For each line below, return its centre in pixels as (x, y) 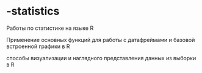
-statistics (33, 11)
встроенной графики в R (38, 46)
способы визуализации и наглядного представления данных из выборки (101, 58)
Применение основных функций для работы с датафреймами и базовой (101, 40)
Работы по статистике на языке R (50, 28)
